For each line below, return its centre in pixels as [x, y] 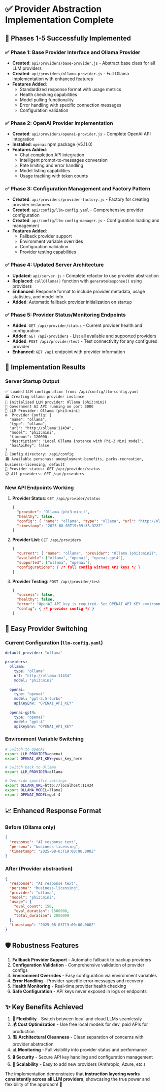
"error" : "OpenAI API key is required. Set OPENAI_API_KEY [79, 604]
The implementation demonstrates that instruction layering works [73, 1074]
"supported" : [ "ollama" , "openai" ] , [54, 562]
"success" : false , [36, 595]
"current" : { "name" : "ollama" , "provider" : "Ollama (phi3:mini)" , [88, 553]
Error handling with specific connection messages [70, 105]
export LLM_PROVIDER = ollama [34, 772]
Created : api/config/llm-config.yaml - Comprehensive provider [78, 210]
